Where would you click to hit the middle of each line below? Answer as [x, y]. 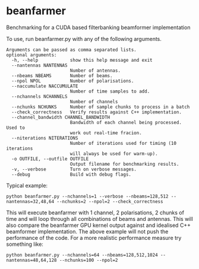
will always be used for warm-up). [114, 154]
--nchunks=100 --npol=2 [89, 260]
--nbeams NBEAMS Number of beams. [62, 75]
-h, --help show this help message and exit [82, 60]
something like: [25, 244]
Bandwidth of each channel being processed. [126, 122]
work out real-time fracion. [106, 133]
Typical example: [27, 185]
